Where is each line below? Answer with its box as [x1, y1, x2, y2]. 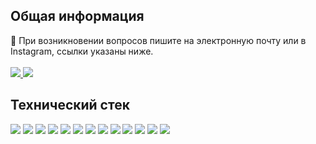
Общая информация [10, 8, 145, 25]
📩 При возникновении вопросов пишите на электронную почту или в [10, 34, 307, 46]
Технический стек [10, 97, 130, 114]
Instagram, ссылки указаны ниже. [10, 45, 154, 57]
